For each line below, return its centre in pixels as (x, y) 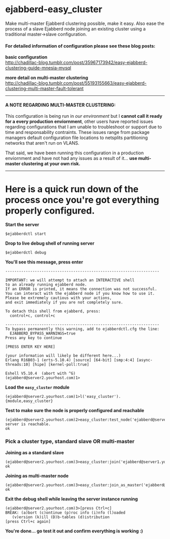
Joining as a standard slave (35, 452)
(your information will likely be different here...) (63, 356)
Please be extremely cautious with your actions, (59, 298)
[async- (144, 360)
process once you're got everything (82, 200)
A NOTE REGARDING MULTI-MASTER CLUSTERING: (60, 105)
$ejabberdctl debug (26, 253)
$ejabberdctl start (26, 234)
